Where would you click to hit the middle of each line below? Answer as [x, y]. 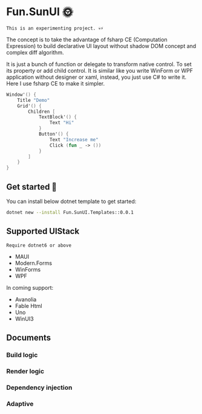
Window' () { [21, 95]
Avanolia [26, 299]
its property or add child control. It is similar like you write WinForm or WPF [100, 70]
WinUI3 [24, 319]
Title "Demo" [34, 100]
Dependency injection [39, 387]
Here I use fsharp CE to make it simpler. [56, 83]
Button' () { [54, 134]
